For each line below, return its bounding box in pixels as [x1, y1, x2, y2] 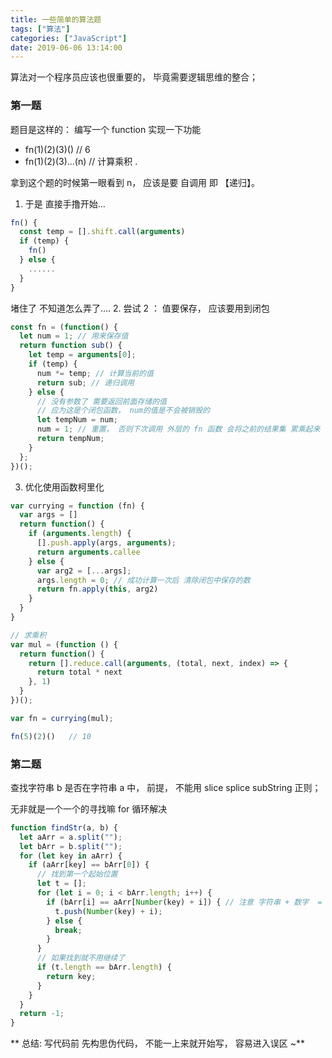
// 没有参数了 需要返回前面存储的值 [36, 396, 167, 406]
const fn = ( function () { [10, 322, 118, 332]
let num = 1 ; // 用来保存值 [19, 331, 129, 341]
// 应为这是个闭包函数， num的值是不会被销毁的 [36, 406, 210, 416]
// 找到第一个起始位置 [36, 869, 118, 880]
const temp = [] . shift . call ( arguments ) [19, 227, 186, 237]
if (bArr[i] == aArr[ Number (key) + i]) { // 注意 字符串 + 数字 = [46, 897, 323, 907]
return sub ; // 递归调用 [36, 377, 135, 388]
